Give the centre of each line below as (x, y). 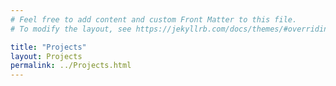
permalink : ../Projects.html (71, 66)
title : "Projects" (48, 47)
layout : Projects (46, 56)
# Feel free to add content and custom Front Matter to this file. (154, 19)
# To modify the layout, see (71, 29)
